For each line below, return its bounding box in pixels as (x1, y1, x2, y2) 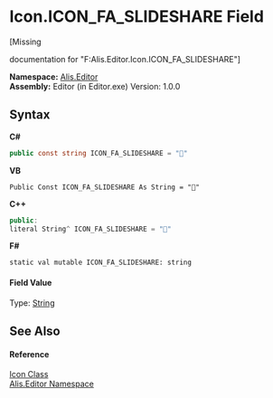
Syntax (9, 107, 51, 123)
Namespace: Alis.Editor (9, 71, 99, 82)
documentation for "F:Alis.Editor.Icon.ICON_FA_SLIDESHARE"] (9, 53, 241, 64)
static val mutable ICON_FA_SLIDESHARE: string (9, 258, 193, 268)
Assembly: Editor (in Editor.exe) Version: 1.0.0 (9, 81, 181, 91)
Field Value (9, 277, 52, 288)
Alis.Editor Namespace (9, 378, 95, 390)
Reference (9, 348, 50, 359)
